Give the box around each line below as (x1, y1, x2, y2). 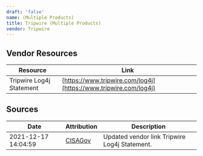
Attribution (65, 122, 98, 131)
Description (131, 122, 166, 131)
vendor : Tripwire (6, 25, 50, 32)
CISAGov (65, 136, 91, 145)
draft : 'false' (6, 8, 45, 15)
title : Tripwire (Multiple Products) (6, 20, 101, 26)
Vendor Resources (6, 48, 78, 58)
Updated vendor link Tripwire (103, 132, 186, 141)
